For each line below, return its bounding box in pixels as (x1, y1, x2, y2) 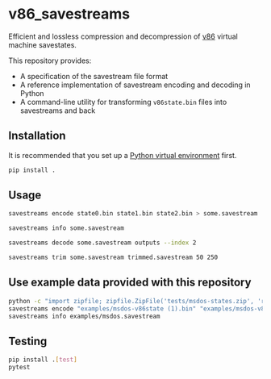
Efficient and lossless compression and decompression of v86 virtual (8, 31, 238, 41)
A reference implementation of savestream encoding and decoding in (19, 80, 252, 90)
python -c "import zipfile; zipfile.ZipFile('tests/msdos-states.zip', (8, 297, 254, 305)
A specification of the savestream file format (19, 71, 169, 81)
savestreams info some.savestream (8, 224, 125, 232)
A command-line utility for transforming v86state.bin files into (19, 97, 227, 106)
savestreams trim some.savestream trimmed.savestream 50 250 (8, 253, 219, 262)
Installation (8, 129, 66, 143)
